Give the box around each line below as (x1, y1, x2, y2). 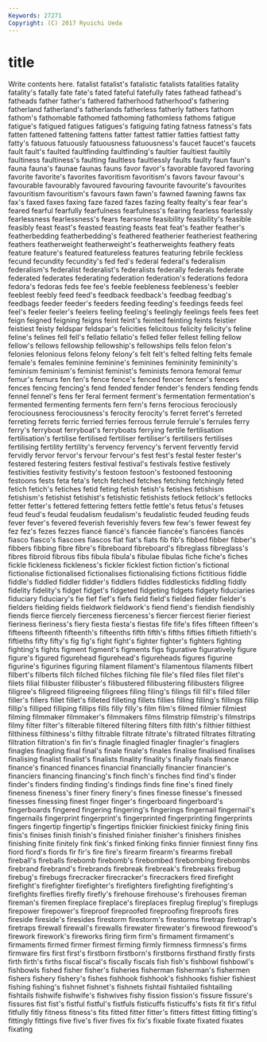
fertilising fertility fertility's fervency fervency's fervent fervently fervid (8, 442, 239, 452)
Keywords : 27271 (8, 11, 62, 20)
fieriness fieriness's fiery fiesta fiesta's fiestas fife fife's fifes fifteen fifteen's (8, 619, 258, 629)
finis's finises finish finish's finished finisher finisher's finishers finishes (8, 831, 242, 840)
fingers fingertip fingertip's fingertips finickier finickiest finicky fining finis (8, 822, 250, 832)
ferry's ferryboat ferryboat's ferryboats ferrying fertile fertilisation (8, 426, 224, 435)
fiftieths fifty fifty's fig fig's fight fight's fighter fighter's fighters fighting (8, 636, 242, 646)
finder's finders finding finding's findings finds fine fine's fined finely (8, 780, 234, 789)
